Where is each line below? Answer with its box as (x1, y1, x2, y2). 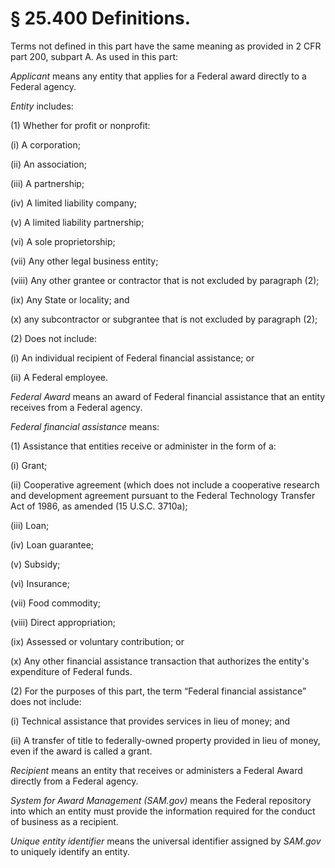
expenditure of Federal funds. (10, 665, 133, 677)
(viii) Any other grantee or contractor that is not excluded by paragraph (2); (10, 274, 320, 286)
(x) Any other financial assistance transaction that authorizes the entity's (10, 655, 310, 667)
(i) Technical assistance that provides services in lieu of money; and (10, 715, 291, 727)
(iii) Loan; (10, 519, 50, 531)
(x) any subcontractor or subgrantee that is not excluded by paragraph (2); (10, 313, 318, 325)
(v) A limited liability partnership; (10, 216, 145, 228)
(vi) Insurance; (10, 577, 70, 589)
